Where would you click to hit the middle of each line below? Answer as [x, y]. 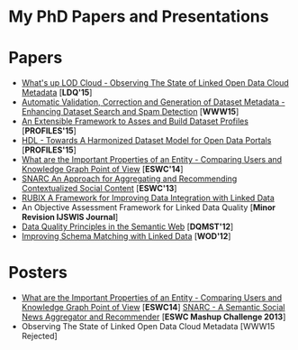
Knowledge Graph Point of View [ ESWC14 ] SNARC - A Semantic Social [153, 308]
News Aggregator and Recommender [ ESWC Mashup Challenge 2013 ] [154, 317]
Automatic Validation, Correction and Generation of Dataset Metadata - [153, 102]
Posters [38, 273]
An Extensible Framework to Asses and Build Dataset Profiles [135, 121]
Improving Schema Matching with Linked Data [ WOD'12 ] [126, 236]
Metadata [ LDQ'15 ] [57, 93]
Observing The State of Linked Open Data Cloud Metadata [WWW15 [148, 327]
